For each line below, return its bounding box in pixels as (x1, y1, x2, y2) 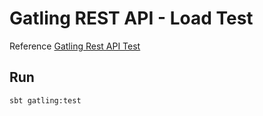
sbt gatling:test (9, 95, 82, 106)
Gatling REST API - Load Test (9, 7, 254, 30)
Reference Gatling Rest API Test (9, 40, 141, 52)
